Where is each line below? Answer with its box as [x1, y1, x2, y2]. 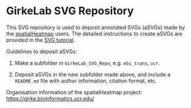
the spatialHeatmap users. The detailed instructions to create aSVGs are [6, 30, 183, 37]
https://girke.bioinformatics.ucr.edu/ [6, 95, 95, 102]
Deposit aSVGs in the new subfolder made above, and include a [14, 71, 171, 78]
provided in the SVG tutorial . [6, 36, 75, 43]
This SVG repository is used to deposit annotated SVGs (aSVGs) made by [6, 24, 185, 31]
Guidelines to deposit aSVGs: [6, 47, 78, 55]
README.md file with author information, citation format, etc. [14, 77, 157, 84]
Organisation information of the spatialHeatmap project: [6, 88, 142, 96]
